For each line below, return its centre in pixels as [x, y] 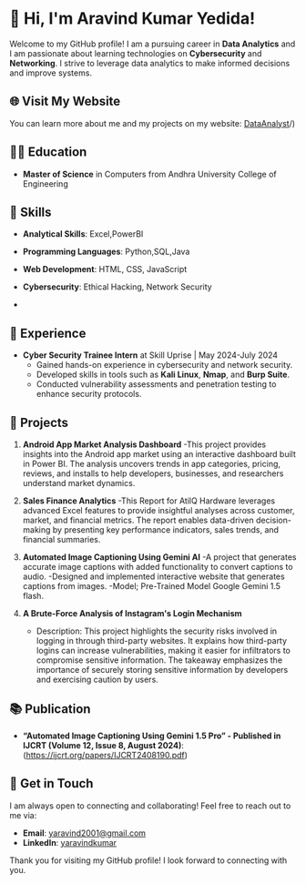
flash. [33, 596]
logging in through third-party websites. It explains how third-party [162, 640]
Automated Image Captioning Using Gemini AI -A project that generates [159, 557]
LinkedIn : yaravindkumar [69, 842]
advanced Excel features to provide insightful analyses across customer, [158, 510]
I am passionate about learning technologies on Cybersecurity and [136, 53]
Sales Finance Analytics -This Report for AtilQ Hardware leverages [149, 501]
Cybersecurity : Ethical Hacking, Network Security [117, 287]
